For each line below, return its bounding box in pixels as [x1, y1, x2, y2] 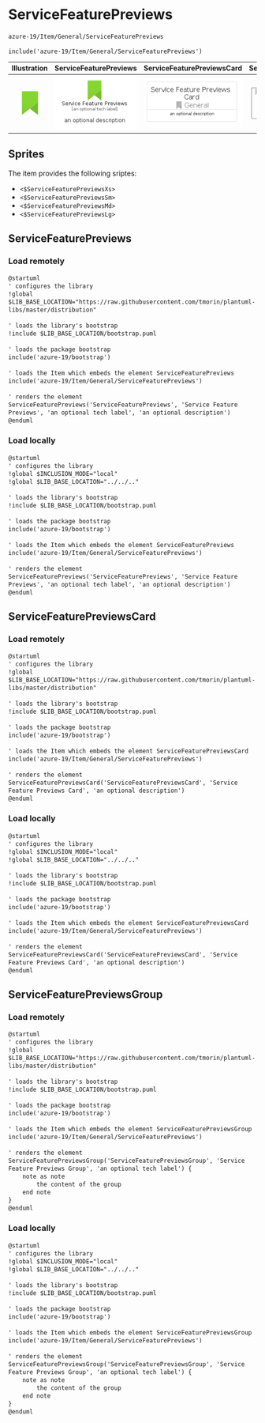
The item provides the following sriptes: [8, 168, 137, 178]
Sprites [8, 148, 45, 161]
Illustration [11, 63, 49, 73]
